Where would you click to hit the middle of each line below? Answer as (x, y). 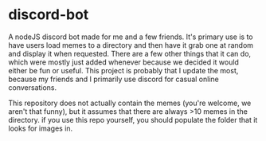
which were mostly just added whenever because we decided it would (123, 62)
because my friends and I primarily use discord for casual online (113, 79)
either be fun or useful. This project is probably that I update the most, (123, 70)
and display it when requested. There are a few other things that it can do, (130, 53)
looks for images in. (41, 128)
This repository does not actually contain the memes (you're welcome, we (130, 103)
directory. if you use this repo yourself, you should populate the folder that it (133, 119)
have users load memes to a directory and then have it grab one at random (131, 45)
